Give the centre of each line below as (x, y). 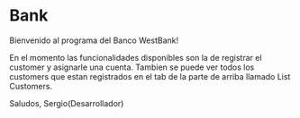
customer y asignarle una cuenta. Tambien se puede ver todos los (132, 67)
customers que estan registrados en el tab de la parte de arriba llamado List (150, 76)
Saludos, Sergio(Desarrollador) (67, 103)
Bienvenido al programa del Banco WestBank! (94, 40)
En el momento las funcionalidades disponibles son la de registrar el (136, 57)
